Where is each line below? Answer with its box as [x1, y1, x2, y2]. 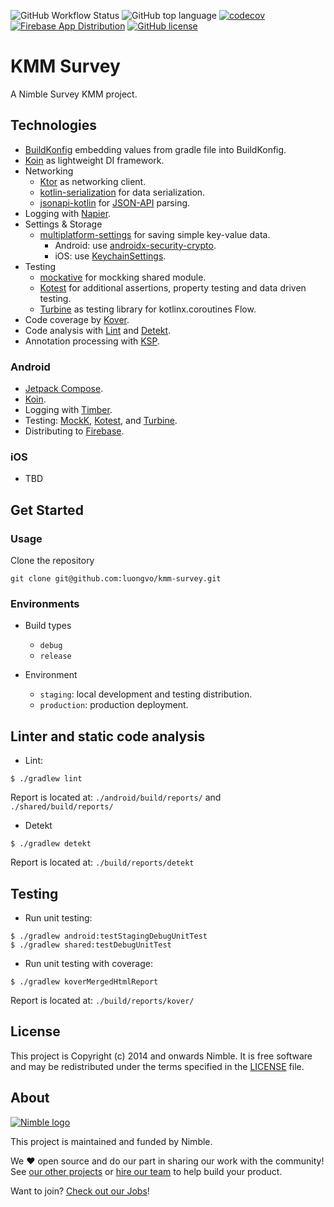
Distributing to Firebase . [24, 425, 125, 437]
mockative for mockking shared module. [39, 271, 207, 283]
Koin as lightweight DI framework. [24, 154, 165, 166]
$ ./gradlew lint [10, 774, 83, 784]
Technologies [10, 117, 98, 134]
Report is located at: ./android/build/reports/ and [10, 791, 222, 804]
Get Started [10, 501, 84, 519]
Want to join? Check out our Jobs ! [10, 1185, 150, 1197]
